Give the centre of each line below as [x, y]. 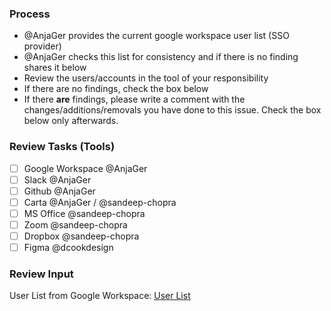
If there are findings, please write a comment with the [134, 99]
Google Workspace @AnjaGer [85, 168]
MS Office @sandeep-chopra [84, 213]
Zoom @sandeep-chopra [75, 224]
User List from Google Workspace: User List [100, 296]
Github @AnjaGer [59, 191]
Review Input [41, 274]
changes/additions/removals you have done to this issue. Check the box [172, 110]
